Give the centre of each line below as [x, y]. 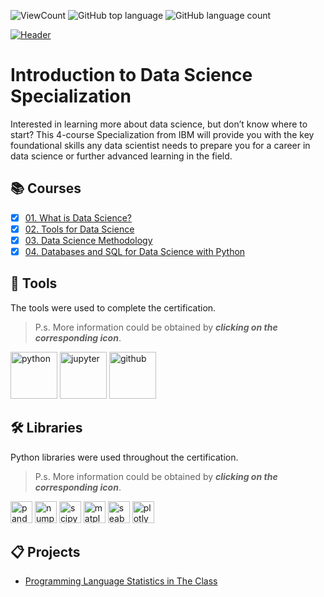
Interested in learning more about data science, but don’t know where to [159, 124]
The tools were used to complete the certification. [113, 307]
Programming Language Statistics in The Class [121, 581]
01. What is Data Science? [78, 217]
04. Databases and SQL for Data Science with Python [135, 251]
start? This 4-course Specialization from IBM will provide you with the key [162, 134]
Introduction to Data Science [131, 75]
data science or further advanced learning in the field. [121, 156]
